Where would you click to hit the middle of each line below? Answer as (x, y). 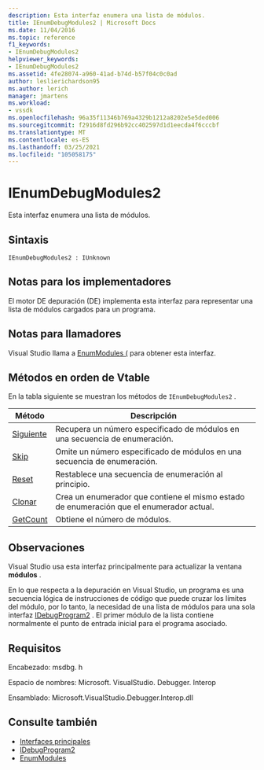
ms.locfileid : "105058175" (52, 154)
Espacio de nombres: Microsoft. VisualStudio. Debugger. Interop (112, 683)
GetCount (30, 520)
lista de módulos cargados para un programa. (82, 309)
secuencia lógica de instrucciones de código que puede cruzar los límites (128, 599)
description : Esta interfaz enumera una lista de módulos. (107, 15)
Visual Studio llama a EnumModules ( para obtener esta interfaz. (112, 353)
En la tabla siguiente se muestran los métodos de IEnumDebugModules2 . (122, 396)
